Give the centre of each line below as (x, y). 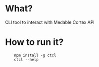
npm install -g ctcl (35, 55)
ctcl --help (26, 60)
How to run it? (34, 42)
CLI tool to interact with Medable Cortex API (50, 22)
